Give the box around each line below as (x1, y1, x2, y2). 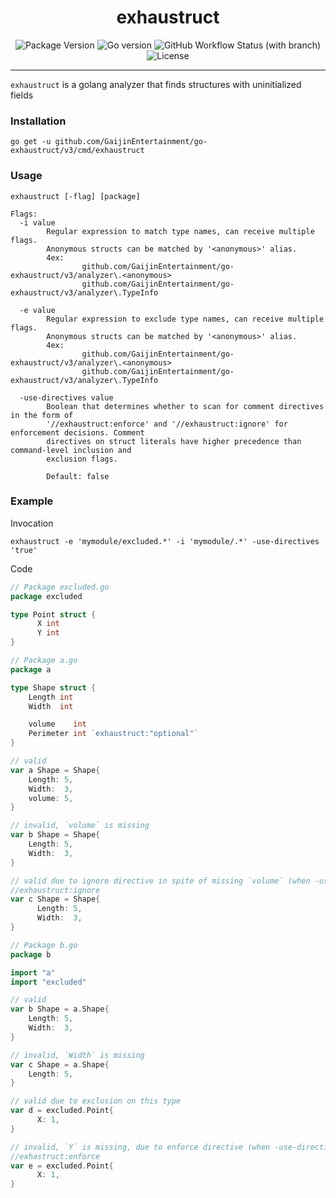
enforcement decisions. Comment (10, 427, 145, 438)
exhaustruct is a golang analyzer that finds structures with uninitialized (10, 78, 302, 90)
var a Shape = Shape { (10, 765, 101, 775)
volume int (28, 719, 87, 730)
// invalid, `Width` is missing (10, 1050, 145, 1060)
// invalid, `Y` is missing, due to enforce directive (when (10, 1142, 271, 1152)
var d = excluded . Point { (10, 1106, 114, 1116)
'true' (10, 545, 38, 555)
